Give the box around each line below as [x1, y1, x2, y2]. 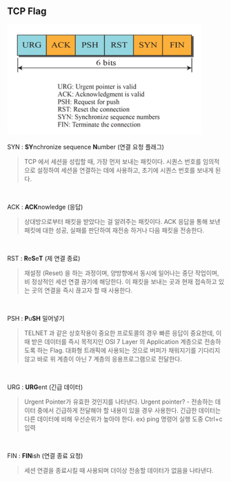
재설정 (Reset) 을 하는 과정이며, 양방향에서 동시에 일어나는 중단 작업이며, [23, 269, 219, 277]
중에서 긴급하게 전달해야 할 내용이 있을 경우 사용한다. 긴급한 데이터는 [37, 406, 221, 414]
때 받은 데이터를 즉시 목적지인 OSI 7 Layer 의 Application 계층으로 [23, 337, 203, 346]
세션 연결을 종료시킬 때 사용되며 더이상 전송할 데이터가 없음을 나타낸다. [23, 466, 214, 474]
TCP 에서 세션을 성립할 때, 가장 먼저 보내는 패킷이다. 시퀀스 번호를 [23, 157, 201, 165]
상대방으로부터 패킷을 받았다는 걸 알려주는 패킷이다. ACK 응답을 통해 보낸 [23, 217, 221, 225]
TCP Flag [7, 6, 47, 17]
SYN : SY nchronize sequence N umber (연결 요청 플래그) [7, 142, 164, 151]
